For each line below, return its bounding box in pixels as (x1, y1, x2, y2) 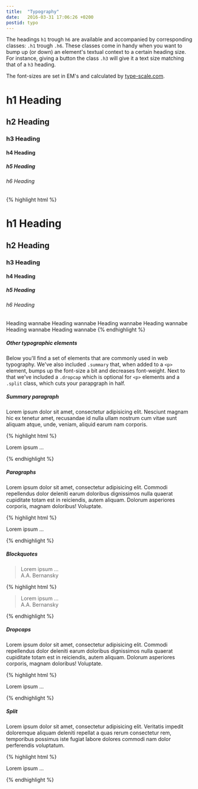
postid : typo (6, 20, 38, 25)
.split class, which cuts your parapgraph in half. (6, 380, 126, 387)
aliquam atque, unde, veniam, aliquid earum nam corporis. (6, 421, 148, 428)
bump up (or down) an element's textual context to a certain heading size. (6, 49, 186, 56)
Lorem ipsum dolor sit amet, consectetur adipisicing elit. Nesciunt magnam (6, 408, 189, 415)
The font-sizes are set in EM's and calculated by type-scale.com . (6, 72, 165, 80)
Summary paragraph (6, 393, 59, 400)
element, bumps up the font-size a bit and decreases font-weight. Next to (6, 367, 186, 374)
